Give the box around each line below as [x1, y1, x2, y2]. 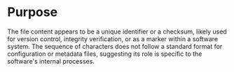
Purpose [7, 4, 58, 20]
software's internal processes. [7, 57, 95, 65]
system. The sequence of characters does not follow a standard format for [7, 42, 223, 50]
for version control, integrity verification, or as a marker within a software [7, 34, 219, 43]
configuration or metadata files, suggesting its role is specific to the [7, 50, 202, 58]
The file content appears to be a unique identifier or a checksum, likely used [7, 27, 228, 36]
